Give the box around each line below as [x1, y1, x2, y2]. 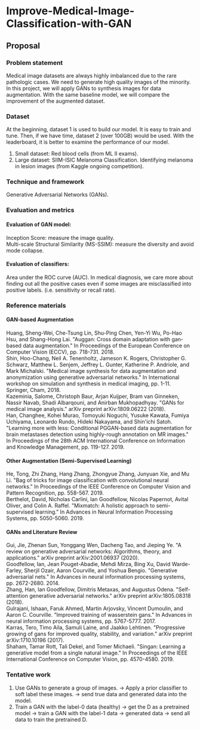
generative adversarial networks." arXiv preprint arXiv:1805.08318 [29, 592, 191, 600]
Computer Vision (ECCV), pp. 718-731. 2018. [6, 348, 115, 356]
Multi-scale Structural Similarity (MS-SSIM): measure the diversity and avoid [6, 240, 194, 248]
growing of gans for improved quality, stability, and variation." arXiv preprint [6, 631, 193, 638]
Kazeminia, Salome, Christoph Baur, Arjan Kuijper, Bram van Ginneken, [6, 393, 180, 400]
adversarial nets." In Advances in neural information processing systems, [6, 573, 186, 580]
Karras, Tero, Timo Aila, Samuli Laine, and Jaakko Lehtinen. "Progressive [6, 624, 186, 631]
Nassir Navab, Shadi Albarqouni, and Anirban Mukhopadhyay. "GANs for [6, 399, 184, 406]
